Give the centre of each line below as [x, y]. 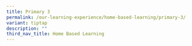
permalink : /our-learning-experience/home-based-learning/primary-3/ [96, 17]
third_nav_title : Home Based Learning [55, 34]
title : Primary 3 [28, 12]
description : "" [27, 28]
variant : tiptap [27, 23]
